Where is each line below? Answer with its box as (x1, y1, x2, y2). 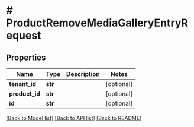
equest (6, 29, 41, 42)
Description (66, 70, 101, 78)
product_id (9, 90, 40, 98)
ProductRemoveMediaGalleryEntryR (6, 16, 188, 30)
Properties (6, 52, 46, 62)
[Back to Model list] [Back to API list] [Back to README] (6, 115, 142, 122)
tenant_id (9, 80, 37, 88)
